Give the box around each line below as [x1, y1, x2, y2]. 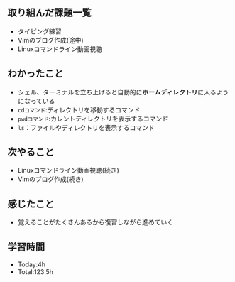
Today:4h [17, 260, 46, 269]
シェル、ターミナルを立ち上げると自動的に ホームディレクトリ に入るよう [17, 87, 229, 96]
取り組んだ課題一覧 [7, 6, 92, 19]
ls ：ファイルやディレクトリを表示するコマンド [17, 123, 155, 131]
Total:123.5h [17, 268, 54, 276]
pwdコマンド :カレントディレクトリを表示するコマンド [17, 114, 168, 123]
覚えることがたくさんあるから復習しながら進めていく [17, 218, 174, 227]
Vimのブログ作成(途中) [17, 36, 84, 44]
